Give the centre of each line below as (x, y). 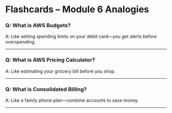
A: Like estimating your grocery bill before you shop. (61, 71)
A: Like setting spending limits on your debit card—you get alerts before (81, 36)
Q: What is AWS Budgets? (38, 26)
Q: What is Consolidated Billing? (46, 89)
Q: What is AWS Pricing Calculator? (50, 60)
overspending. (20, 42)
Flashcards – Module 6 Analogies (77, 9)
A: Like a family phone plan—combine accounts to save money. (72, 100)
